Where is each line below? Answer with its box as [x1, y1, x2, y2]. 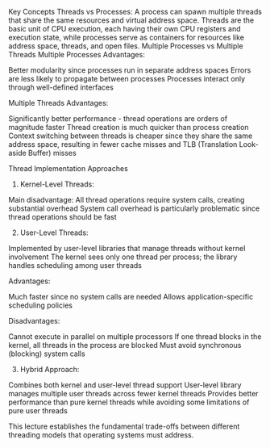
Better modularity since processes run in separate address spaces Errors [8, 65, 251, 75]
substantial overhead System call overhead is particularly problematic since [8, 203, 260, 213]
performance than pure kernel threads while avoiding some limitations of [8, 397, 250, 407]
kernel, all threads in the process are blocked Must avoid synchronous [8, 341, 242, 350]
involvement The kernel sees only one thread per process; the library [8, 252, 238, 262]
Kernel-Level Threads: [19, 179, 94, 189]
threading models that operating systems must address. [8, 430, 194, 439]
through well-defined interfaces [8, 82, 114, 92]
